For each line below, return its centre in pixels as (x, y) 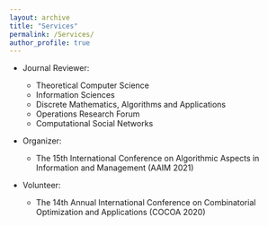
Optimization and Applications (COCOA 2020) (121, 213)
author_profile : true (50, 43)
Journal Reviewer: (56, 68)
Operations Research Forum (88, 114)
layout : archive (40, 17)
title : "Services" (44, 26)
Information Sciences (75, 95)
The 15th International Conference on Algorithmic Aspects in (147, 159)
